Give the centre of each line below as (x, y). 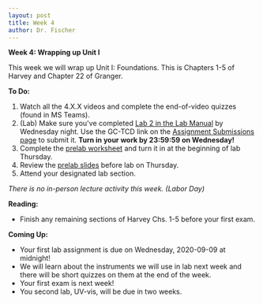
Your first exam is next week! (67, 284)
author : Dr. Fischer (42, 30)
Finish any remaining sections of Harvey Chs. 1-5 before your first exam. (137, 219)
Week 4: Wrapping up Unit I (54, 53)
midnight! (35, 258)
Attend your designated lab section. (77, 173)
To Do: (19, 91)
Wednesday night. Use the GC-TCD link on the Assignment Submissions (137, 132)
